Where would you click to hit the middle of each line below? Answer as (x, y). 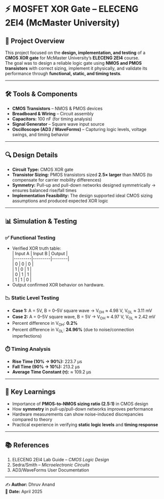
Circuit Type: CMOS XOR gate (43, 169)
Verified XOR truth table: (37, 248)
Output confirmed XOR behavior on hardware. (58, 285)
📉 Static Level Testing (32, 298)
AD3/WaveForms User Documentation (51, 470)
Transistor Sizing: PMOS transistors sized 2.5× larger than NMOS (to (82, 175)
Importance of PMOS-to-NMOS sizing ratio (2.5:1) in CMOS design (80, 404)
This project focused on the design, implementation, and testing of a (75, 53)
